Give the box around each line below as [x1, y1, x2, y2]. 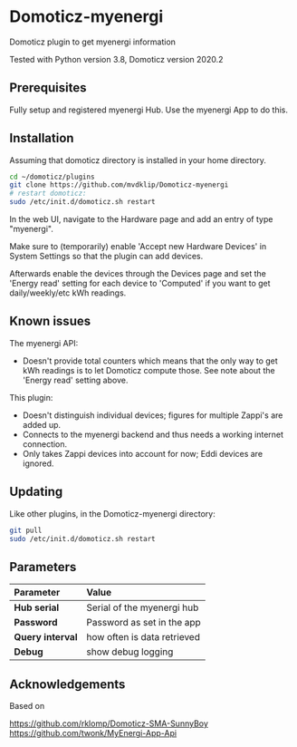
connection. [22, 438, 68, 450]
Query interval [14, 631, 78, 644]
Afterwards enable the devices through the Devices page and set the [9, 268, 267, 279]
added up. [22, 419, 62, 430]
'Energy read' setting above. [22, 374, 129, 385]
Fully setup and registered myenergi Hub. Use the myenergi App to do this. [9, 104, 288, 115]
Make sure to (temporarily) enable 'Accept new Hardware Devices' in [9, 241, 267, 252]
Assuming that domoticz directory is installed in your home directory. [9, 154, 267, 165]
